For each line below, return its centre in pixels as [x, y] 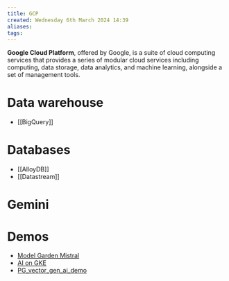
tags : [15, 33]
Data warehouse [56, 103]
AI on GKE [32, 263]
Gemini [28, 205]
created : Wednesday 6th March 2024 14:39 [68, 20]
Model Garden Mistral [48, 256]
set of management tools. [44, 75]
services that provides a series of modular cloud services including [103, 60]
